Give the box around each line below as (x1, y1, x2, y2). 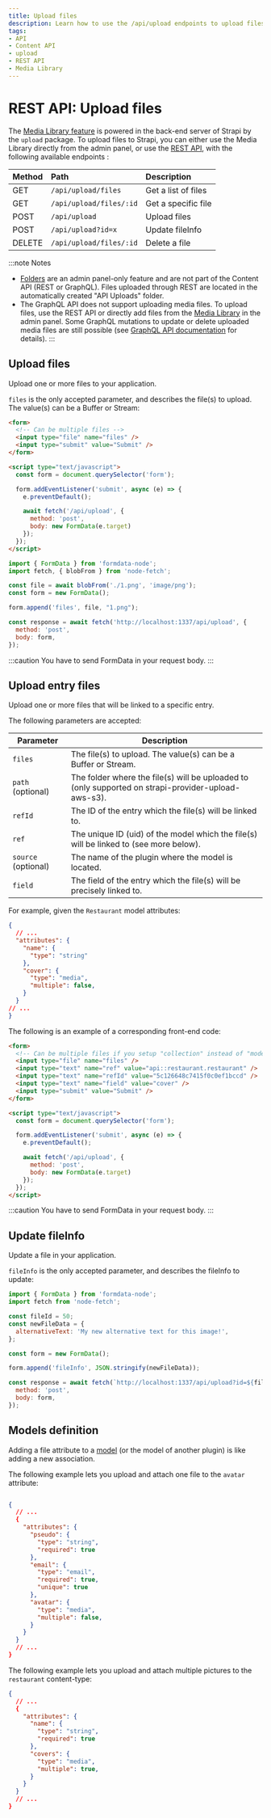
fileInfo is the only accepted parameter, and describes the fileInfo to (8, 1266, 240, 1276)
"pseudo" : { (29, 1531, 70, 1539)
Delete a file (145, 237, 191, 248)
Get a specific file (145, 197, 212, 209)
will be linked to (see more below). (70, 838, 201, 850)
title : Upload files (8, 11, 78, 20)
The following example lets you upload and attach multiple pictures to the (8, 1665, 252, 1675)
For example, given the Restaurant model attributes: (8, 906, 181, 916)
